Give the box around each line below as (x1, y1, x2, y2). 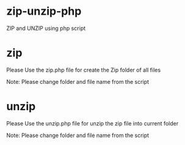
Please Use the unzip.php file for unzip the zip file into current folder (6, 119, 179, 127)
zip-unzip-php (6, 4, 82, 18)
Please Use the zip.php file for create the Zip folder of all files (6, 66, 161, 73)
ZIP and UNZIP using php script (6, 24, 86, 32)
